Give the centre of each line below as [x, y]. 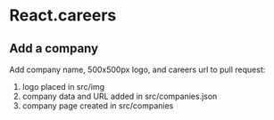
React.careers [63, 16]
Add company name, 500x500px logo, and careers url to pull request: [137, 69]
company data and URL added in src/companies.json [120, 96]
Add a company [54, 48]
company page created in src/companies [98, 106]
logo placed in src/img [63, 87]
